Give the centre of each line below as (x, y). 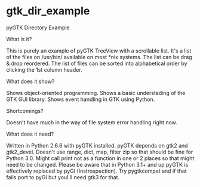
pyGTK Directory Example (38, 27)
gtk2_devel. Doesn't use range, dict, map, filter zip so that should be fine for (100, 152)
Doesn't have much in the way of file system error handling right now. (92, 122)
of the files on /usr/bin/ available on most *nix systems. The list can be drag (99, 57)
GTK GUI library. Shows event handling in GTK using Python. (81, 99)
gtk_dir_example (48, 11)
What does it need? (30, 134)
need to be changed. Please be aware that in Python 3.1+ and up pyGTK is (97, 164)
